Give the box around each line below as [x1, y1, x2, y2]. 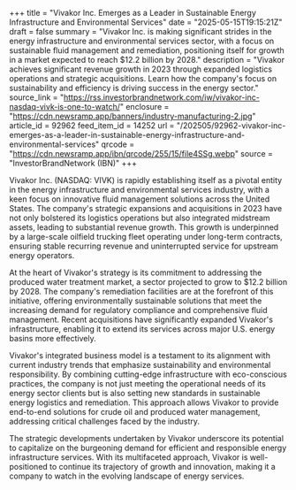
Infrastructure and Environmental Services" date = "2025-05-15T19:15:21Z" [9, 17, 283, 27]
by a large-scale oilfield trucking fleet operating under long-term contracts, [9, 232, 283, 241]
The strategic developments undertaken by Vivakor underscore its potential [9, 433, 285, 443]
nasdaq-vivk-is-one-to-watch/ [9, 102, 121, 111]
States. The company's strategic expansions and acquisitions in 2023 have [9, 203, 283, 213]
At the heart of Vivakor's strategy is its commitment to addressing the [9, 267, 262, 278]
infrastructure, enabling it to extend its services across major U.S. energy [9, 324, 276, 334]
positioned [9, 462, 49, 471]
